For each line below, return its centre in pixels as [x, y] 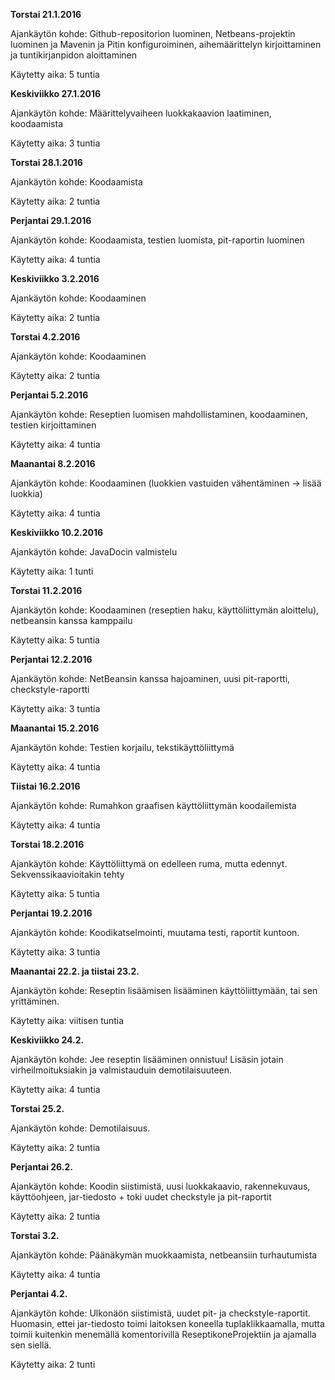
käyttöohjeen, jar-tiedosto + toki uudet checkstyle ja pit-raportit [141, 1197]
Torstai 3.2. [35, 1235]
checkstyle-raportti [50, 689]
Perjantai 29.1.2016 [51, 220]
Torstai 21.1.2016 [46, 14]
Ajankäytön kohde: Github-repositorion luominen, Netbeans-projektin [153, 33]
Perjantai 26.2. [41, 1167]
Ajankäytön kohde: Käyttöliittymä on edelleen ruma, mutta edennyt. [149, 863]
